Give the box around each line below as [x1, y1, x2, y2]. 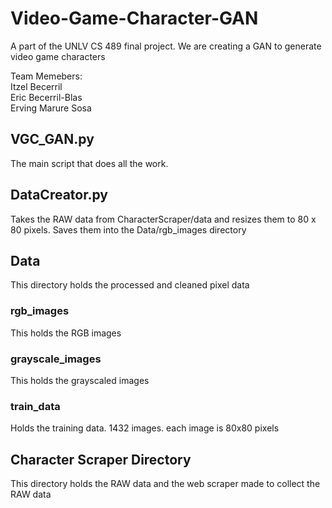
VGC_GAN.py [10, 131, 95, 148]
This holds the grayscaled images [10, 374, 150, 386]
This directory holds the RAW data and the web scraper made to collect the [10, 478, 321, 490]
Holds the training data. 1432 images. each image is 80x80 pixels [10, 422, 280, 434]
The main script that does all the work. [10, 157, 169, 169]
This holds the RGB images [10, 327, 122, 339]
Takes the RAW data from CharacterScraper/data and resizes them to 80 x [10, 213, 317, 225]
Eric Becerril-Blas [10, 91, 83, 103]
